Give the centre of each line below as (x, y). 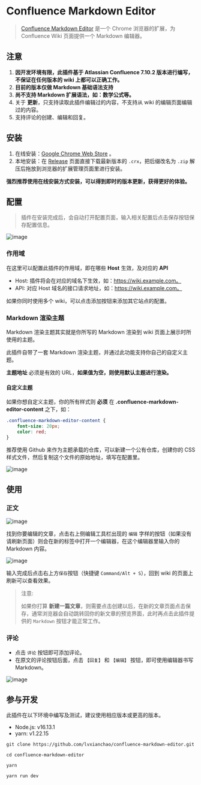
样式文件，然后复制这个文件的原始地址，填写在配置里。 (74, 457)
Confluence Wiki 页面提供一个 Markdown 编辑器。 (83, 36)
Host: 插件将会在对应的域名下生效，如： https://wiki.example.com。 (98, 281)
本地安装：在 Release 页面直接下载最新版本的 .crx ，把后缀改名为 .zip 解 (105, 161)
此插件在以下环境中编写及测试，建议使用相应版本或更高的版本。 (85, 715)
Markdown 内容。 (28, 549)
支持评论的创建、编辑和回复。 (52, 117)
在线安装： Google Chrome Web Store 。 (65, 154)
